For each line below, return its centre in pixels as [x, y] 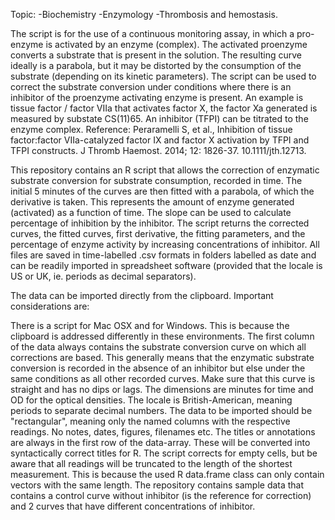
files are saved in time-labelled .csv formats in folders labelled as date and [163, 255]
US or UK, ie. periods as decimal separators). [103, 276]
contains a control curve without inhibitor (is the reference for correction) [161, 495]
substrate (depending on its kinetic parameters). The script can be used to [163, 76]
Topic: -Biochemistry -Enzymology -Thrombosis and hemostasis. [144, 14]
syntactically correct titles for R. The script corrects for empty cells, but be [164, 453]
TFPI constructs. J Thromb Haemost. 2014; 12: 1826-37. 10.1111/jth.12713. [158, 150]
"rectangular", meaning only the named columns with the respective [150, 421]
